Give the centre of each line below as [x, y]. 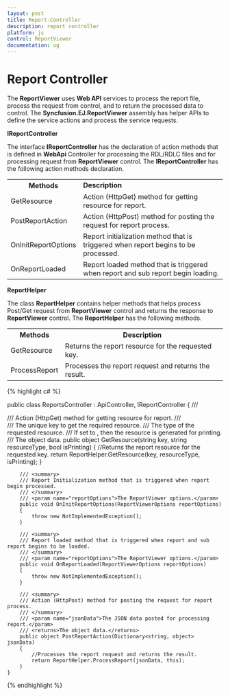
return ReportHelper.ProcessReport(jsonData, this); [108, 660]
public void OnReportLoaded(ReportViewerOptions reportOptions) [113, 564]
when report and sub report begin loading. [151, 273]
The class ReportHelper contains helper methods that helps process [104, 303]
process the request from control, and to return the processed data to [105, 105]
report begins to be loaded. [49, 546]
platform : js [26, 33]
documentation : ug [33, 45]
